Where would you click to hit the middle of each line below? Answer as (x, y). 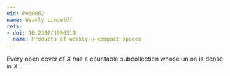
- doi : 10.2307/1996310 (41, 33)
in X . (13, 66)
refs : (14, 26)
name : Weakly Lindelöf (39, 20)
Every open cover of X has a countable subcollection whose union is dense (115, 59)
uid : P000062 (26, 13)
